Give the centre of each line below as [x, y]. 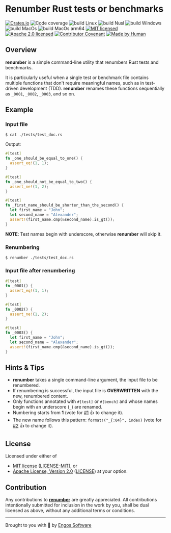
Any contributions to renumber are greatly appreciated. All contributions [81, 499]
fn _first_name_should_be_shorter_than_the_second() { [65, 205]
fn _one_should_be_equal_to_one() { [44, 159]
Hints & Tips [25, 367]
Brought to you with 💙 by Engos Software [48, 525]
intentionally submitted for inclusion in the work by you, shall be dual [77, 505]
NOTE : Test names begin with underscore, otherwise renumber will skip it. [83, 234]
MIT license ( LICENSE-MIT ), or [45, 466]
